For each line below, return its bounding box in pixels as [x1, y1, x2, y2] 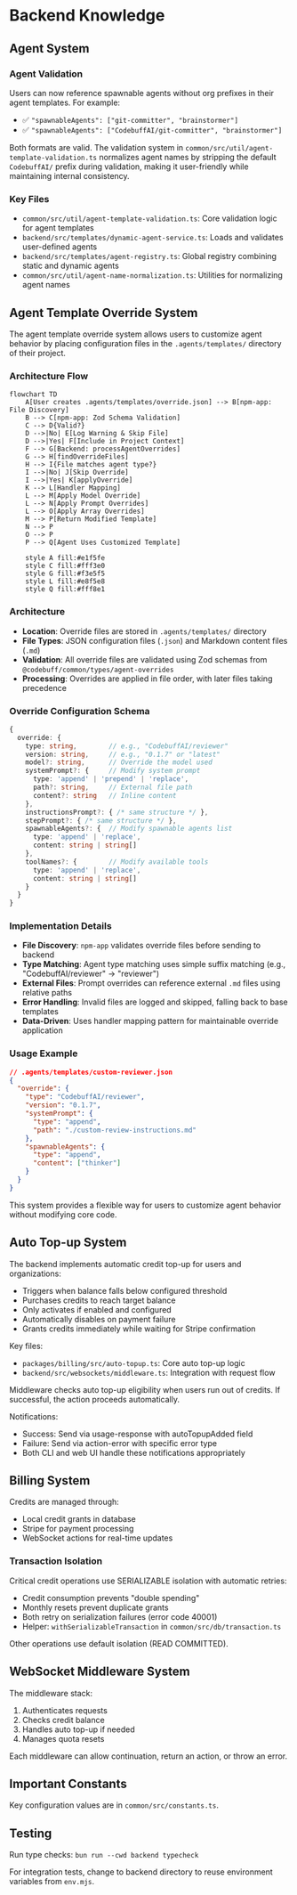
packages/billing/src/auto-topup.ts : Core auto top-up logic [21, 1357, 246, 1368]
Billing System [9, 1473, 91, 1488]
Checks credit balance [21, 1714, 105, 1725]
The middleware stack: [9, 1688, 93, 1698]
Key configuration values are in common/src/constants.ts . [9, 1800, 220, 1810]
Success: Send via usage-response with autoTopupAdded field [21, 1428, 253, 1439]
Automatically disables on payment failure [21, 1313, 176, 1324]
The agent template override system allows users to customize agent [9, 329, 262, 339]
